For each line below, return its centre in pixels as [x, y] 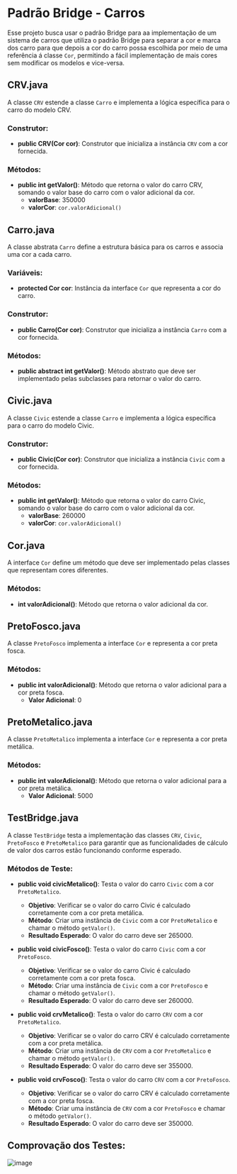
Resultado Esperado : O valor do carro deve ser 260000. [111, 1000]
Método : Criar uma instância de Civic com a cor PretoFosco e [118, 985]
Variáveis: [25, 273]
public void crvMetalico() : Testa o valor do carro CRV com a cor [110, 1014]
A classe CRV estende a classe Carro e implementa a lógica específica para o [118, 102]
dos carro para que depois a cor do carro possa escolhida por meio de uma [117, 48]
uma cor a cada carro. [40, 255]
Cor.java [26, 545]
